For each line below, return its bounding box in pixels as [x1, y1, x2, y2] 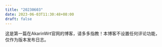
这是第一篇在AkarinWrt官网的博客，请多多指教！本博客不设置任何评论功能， [5, 31, 160, 37]
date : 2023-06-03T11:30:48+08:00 [5, 12, 74, 17]
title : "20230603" [5, 7, 43, 12]
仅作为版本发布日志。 [5, 37, 49, 43]
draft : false [5, 16, 32, 21]
